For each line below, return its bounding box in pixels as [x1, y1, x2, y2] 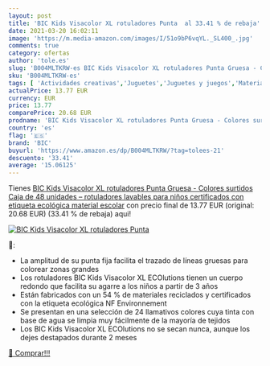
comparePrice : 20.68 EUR [8, 109, 92, 117]
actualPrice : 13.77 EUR [8, 86, 88, 95]
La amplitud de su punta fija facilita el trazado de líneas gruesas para [19, 256, 248, 265]
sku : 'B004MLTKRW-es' [8, 72, 81, 80]
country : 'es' [8, 124, 56, 132]
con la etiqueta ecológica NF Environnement [19, 298, 167, 308]
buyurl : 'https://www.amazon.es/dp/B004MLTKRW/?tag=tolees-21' [8, 146, 225, 154]
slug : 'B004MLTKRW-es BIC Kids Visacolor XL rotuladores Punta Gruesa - [8, 64, 257, 72]
